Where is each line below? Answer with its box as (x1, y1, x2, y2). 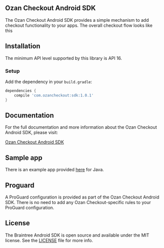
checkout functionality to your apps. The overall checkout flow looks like (5, 22, 153, 28)
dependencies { (5, 88, 37, 93)
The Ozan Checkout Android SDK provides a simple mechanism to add (5, 17, 149, 23)
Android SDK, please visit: (5, 130, 58, 136)
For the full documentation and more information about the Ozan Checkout (5, 124, 157, 130)
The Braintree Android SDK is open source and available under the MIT (5, 232, 150, 238)
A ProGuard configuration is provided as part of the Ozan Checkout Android (5, 194, 160, 200)
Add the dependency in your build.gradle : (5, 79, 92, 85)
